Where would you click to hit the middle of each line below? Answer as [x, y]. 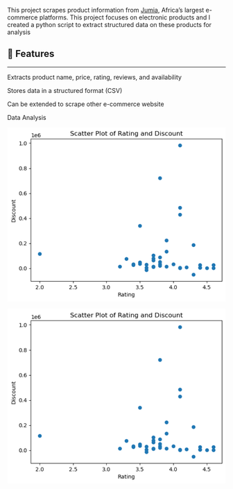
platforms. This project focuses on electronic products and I [124, 17]
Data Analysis [27, 117]
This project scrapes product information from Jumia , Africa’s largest [106, 10]
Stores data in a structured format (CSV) [65, 90]
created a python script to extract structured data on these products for [110, 25]
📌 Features [31, 54]
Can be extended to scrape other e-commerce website [86, 104]
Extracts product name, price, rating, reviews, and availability [95, 77]
